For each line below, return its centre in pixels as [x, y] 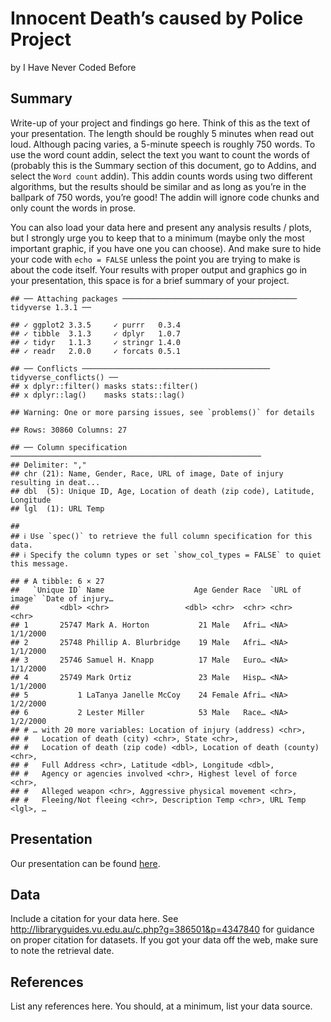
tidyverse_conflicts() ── [64, 377]
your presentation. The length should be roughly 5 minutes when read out [162, 133]
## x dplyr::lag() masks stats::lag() [98, 395]
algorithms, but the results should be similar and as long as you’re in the [158, 186]
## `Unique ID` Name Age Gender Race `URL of [156, 590]
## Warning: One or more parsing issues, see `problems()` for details [162, 412]
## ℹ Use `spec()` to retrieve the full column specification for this [161, 536]
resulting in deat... [55, 482]
